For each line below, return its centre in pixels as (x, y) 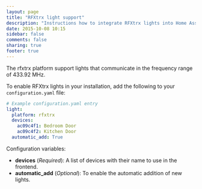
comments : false (26, 40)
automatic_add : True (37, 137)
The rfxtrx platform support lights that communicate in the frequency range (99, 68)
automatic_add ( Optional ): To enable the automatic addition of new (98, 173)
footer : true (23, 51)
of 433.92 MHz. (26, 74)
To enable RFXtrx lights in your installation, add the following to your (91, 86)
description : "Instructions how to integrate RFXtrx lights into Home (96, 23)
